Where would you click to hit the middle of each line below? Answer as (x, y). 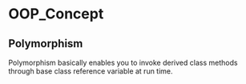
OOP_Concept (56, 14)
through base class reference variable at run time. (91, 71)
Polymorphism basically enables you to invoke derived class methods (123, 62)
